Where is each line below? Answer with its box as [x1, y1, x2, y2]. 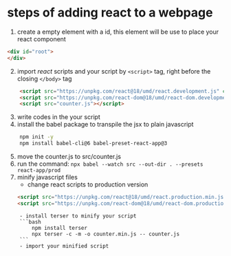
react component [16, 34, 67, 43]
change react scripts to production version [27, 180, 148, 189]
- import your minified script [19, 242, 109, 249]
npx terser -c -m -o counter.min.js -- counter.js [32, 231, 180, 237]
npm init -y [19, 134, 54, 140]
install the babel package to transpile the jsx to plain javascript [16, 120, 194, 129]
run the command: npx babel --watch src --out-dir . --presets [16, 160, 203, 168]
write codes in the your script [16, 113, 101, 121]
